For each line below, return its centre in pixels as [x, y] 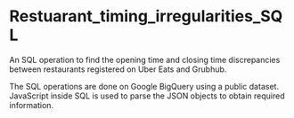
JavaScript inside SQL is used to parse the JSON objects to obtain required [147, 96]
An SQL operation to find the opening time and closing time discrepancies [145, 59]
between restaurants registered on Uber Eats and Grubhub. [118, 69]
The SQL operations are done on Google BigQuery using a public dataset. [144, 86]
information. [32, 105]
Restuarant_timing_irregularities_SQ [146, 16]
